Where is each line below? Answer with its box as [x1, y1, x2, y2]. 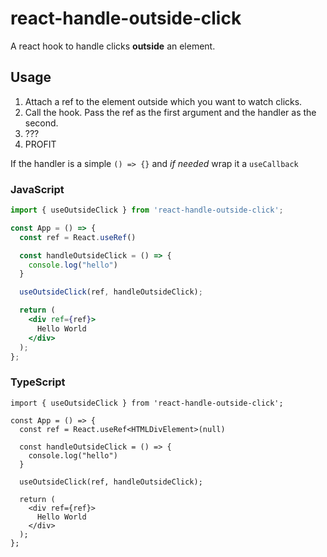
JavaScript [10, 182, 65, 196]
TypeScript [10, 375, 66, 389]
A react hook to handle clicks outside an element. [10, 40, 216, 52]
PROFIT [24, 138, 57, 150]
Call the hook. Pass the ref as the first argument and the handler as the [24, 106, 317, 118]
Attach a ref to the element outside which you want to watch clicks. [24, 95, 303, 107]
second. [24, 117, 59, 129]
